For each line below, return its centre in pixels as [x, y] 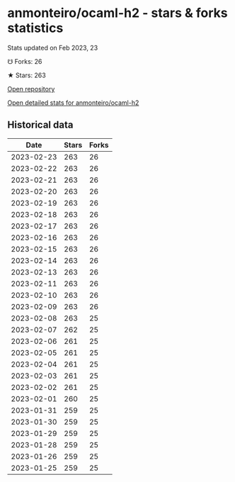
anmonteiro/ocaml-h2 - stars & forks [117, 13]
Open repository [31, 89]
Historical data [40, 125]
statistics [35, 28]
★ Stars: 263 [27, 75]
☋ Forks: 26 [25, 61]
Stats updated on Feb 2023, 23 [53, 47]
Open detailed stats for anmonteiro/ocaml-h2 [73, 102]
